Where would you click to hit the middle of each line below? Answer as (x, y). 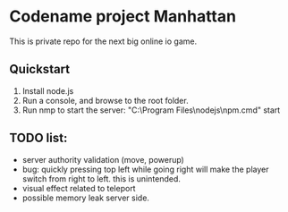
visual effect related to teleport (79, 188)
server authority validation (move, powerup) (103, 159)
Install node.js (48, 90)
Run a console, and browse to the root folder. (106, 100)
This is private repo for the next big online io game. (103, 41)
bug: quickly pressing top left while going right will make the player (145, 169)
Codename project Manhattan (123, 17)
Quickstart (40, 69)
